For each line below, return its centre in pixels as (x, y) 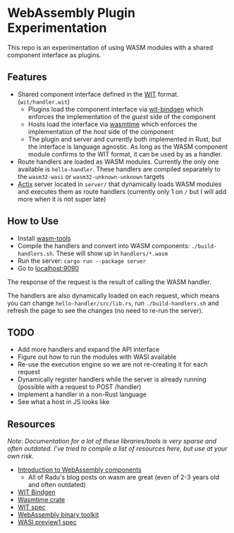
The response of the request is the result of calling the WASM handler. (109, 282)
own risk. (20, 456)
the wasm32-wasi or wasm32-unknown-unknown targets (91, 176)
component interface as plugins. (54, 55)
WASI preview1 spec (47, 522)
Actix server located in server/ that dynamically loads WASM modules (119, 184)
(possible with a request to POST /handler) (79, 387)
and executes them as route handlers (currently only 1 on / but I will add (122, 191)
